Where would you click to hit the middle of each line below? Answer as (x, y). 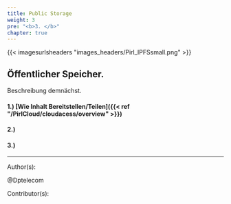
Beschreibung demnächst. (44, 91)
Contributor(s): (28, 194)
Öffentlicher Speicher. (56, 74)
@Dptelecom (26, 181)
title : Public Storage (40, 13)
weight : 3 (21, 20)
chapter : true (27, 33)
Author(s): (22, 167)
